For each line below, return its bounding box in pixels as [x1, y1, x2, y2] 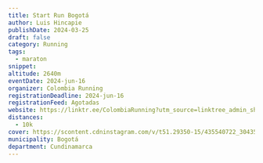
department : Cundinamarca [8, 143, 92, 150]
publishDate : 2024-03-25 [8, 26, 89, 34]
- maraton [15, 56, 47, 63]
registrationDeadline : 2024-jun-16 [8, 92, 124, 100]
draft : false [8, 33, 51, 42]
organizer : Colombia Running [8, 84, 103, 92]
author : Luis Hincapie [8, 19, 82, 27]
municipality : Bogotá [8, 135, 79, 143]
